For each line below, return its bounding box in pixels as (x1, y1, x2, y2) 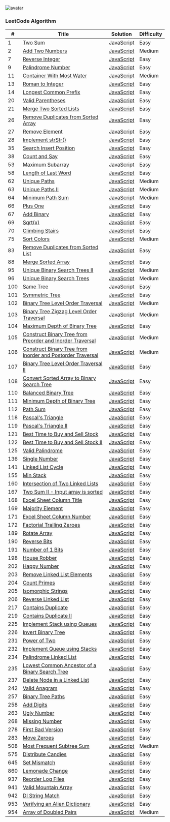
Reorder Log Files (22, 776, 65, 783)
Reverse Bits (22, 538, 53, 545)
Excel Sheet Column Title (22, 497, 82, 504)
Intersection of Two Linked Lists (22, 480, 99, 488)
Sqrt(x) (22, 219, 39, 226)
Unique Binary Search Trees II (22, 267, 94, 274)
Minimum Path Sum (22, 194, 69, 201)
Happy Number (22, 563, 59, 570)
